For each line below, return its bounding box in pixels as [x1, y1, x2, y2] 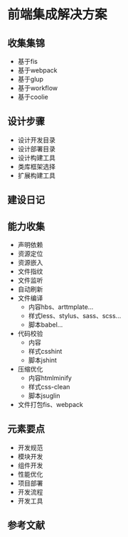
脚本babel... [28, 320, 63, 329]
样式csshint [28, 347, 63, 356]
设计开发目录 [17, 136, 55, 144]
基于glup [17, 75, 44, 83]
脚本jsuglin [28, 391, 60, 400]
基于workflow [17, 84, 58, 92]
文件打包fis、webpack [17, 401, 83, 409]
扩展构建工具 [17, 171, 55, 180]
